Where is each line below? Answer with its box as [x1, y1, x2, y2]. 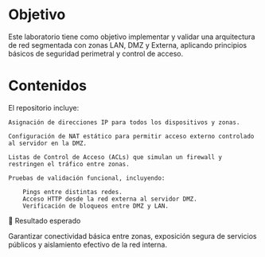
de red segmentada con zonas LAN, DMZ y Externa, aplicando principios [8, 40, 247, 49]
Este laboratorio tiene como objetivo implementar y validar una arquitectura [8, 32, 255, 41]
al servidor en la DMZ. [8, 139, 88, 147]
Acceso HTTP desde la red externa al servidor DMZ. [22, 195, 197, 203]
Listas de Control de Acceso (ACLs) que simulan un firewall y [8, 153, 223, 161]
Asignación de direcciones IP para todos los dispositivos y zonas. [8, 118, 240, 127]
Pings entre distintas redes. [22, 188, 123, 196]
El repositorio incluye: [8, 103, 80, 112]
